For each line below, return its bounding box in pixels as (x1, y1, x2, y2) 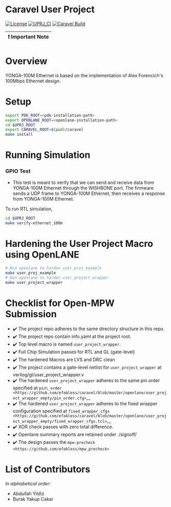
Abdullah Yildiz (12, 490, 45, 497)
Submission (5, 309, 57, 320)
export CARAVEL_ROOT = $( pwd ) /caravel (5, 127, 83, 132)
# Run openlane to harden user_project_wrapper (5, 275, 109, 281)
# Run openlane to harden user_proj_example (5, 266, 102, 271)
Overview (5, 56, 48, 67)
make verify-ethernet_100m (5, 220, 63, 226)
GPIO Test (5, 168, 31, 175)
